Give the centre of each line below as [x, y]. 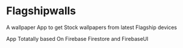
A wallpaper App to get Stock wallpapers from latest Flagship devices [91, 27]
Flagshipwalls [41, 11]
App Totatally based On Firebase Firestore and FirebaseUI [77, 39]
